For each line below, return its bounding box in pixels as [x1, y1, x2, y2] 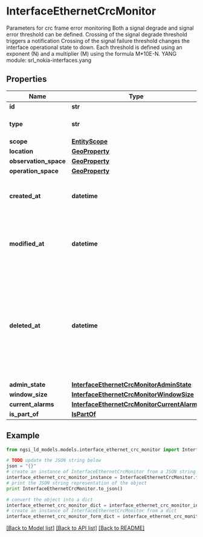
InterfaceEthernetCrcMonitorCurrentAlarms [71, 400, 201, 409]
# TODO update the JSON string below [6, 458, 101, 464]
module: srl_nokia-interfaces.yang [6, 56, 92, 64]
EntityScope [71, 137, 108, 145]
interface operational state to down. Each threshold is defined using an [6, 44, 182, 51]
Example [6, 430, 40, 441]
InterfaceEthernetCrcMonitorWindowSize [71, 390, 195, 398]
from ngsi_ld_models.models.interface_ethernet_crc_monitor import [6, 447, 180, 453]
